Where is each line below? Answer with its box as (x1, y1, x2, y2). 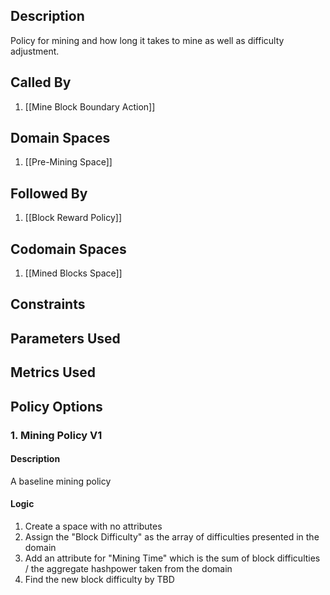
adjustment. (10, 45, 60, 57)
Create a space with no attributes (24, 520, 163, 532)
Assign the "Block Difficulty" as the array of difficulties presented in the (24, 530, 320, 543)
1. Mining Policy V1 (10, 428, 103, 442)
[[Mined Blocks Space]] (24, 267, 123, 279)
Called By (10, 74, 72, 91)
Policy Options (10, 398, 103, 415)
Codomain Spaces (10, 240, 127, 258)
